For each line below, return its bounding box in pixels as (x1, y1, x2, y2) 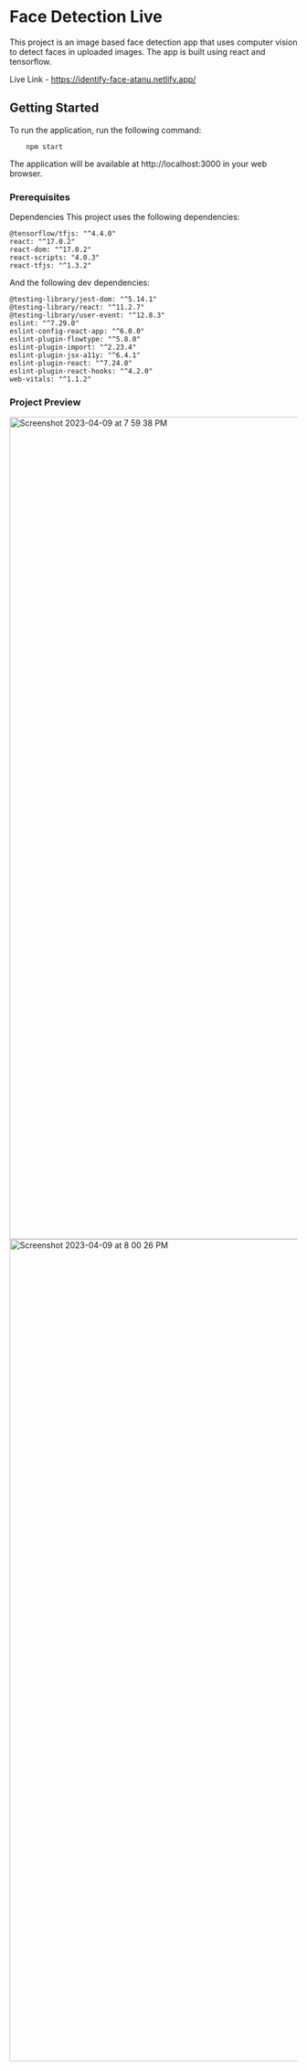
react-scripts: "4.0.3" (9, 253, 101, 262)
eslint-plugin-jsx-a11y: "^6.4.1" (9, 351, 142, 360)
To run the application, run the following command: (9, 124, 202, 135)
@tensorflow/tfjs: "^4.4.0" (9, 229, 117, 238)
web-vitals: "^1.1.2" (9, 375, 92, 385)
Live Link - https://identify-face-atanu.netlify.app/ (9, 73, 196, 84)
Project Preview (9, 396, 81, 408)
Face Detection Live (9, 6, 163, 27)
